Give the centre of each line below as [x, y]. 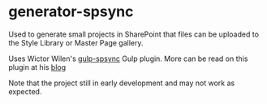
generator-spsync [71, 12]
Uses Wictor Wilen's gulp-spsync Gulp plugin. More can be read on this [128, 58]
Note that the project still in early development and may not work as [122, 83]
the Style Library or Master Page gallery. [76, 42]
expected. [25, 91]
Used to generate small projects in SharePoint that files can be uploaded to [134, 34]
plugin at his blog [37, 67]
